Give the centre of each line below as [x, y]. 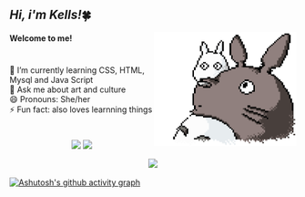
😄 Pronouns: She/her [50, 99]
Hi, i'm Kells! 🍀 [51, 15]
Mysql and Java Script [51, 80]
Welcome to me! [41, 38]
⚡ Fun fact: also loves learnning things [81, 109]
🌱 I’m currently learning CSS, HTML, [77, 70]
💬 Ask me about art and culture [68, 89]
